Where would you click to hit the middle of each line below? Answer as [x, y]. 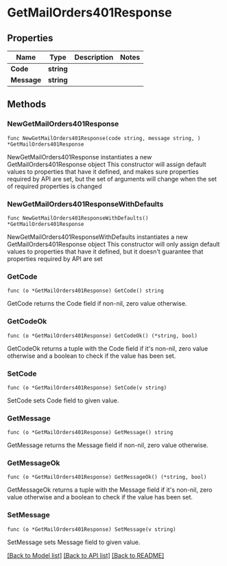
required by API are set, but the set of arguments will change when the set [112, 179]
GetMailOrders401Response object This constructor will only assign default [113, 244]
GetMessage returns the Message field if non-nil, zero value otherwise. [108, 445]
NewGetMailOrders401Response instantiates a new [80, 157]
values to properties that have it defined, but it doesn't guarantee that [105, 251]
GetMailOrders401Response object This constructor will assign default [107, 164]
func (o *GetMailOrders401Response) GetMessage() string [90, 433]
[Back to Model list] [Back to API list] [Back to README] [86, 555]
